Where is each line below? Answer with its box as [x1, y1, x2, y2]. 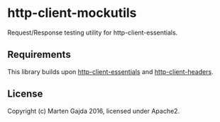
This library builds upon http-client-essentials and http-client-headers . [7, 67, 214, 75]
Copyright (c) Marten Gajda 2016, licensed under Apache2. [7, 106, 180, 115]
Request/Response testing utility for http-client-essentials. [7, 28, 178, 37]
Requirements [7, 49, 71, 61]
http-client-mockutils [7, 5, 137, 21]
